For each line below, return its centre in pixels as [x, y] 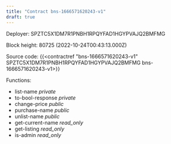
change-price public [39, 104]
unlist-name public [37, 116]
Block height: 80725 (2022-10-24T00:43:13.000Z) [66, 45]
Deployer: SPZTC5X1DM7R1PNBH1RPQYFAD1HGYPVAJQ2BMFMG [86, 33]
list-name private [35, 91]
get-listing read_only [39, 129]
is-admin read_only [38, 135]
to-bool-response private [45, 98]
